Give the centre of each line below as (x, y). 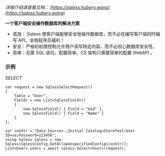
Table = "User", (31, 96)
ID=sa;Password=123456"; (31, 135)
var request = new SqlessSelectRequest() (49, 87)
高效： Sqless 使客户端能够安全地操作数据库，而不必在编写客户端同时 (84, 34)
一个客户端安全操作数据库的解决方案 (42, 23)
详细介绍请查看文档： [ (29, 7)
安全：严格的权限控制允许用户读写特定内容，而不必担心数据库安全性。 (85, 46)
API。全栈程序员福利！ (41, 40)
